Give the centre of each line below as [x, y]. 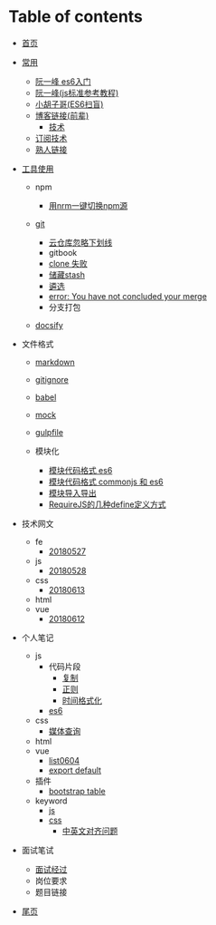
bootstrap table [77, 791]
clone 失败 [68, 263]
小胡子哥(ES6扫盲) [69, 104]
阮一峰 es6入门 [63, 81]
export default [75, 770]
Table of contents [76, 17]
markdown [55, 362]
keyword [51, 801]
